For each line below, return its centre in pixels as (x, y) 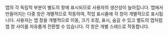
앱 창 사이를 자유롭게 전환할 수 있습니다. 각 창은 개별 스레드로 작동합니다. (77, 26)
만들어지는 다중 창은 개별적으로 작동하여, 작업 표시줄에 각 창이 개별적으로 (77, 14)
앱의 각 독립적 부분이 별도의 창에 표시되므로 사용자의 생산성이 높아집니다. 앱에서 (84, 7)
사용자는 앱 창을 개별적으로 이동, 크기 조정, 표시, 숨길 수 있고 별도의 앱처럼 (89, 20)
